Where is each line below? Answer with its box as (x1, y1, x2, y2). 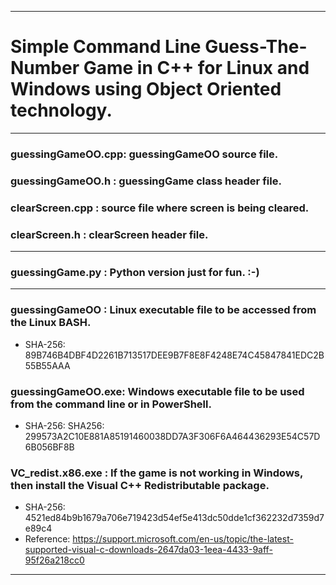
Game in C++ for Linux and (83, 57, 310, 80)
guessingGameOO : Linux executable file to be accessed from (10, 303, 317, 317)
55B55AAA (24, 359, 71, 371)
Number (10, 57, 80, 80)
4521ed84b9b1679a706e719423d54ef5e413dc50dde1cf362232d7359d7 (24, 512, 325, 524)
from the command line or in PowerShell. (10, 397, 212, 411)
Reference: (24, 533, 71, 545)
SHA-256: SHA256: (24, 419, 105, 431)
